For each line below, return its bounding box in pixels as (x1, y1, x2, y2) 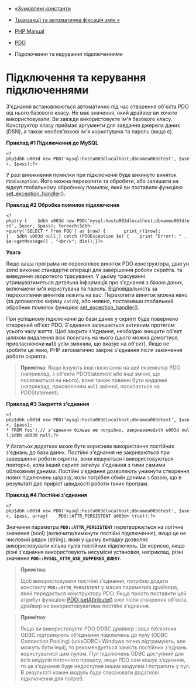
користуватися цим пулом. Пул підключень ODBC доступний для (20, 650, 184, 657)
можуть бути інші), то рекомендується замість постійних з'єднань (20, 643, 187, 651)
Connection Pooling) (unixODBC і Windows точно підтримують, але (20, 637, 186, 645)
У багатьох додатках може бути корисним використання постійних (6, 442, 174, 449)
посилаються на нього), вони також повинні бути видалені (20, 376, 168, 384)
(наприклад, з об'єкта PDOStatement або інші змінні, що (20, 370, 160, 377)
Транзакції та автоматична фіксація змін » (14, 16, 120, 23)
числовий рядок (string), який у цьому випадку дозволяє (6, 536, 149, 543)
